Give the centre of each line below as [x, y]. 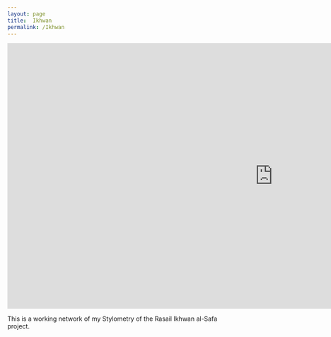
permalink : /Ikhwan [36, 27]
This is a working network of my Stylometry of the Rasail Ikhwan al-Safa [112, 319]
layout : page [27, 14]
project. [19, 326]
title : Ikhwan [30, 21]
